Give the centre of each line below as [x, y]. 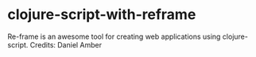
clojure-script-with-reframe [102, 15]
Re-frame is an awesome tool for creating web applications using [114, 36]
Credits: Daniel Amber [66, 44]
